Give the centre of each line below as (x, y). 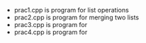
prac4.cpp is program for (51, 32)
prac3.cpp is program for (51, 25)
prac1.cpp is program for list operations (71, 10)
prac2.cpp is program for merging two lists (77, 17)
